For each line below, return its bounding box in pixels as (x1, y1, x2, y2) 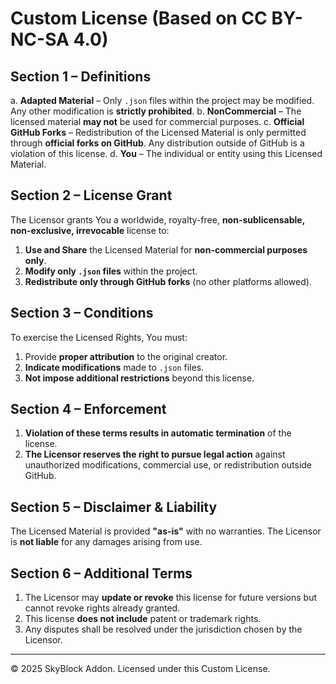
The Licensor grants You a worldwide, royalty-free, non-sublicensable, (10, 213, 305, 226)
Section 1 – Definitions (10, 68, 152, 85)
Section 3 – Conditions (10, 305, 154, 322)
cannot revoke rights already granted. (24, 602, 181, 614)
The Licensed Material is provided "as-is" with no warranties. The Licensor (10, 525, 322, 537)
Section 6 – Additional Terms (10, 565, 193, 582)
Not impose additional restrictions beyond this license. (24, 372, 255, 384)
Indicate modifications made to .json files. (24, 361, 205, 373)
